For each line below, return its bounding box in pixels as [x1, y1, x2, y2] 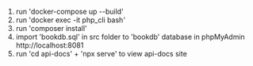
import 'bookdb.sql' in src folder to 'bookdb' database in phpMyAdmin [15, 32, 246, 41]
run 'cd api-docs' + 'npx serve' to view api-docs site [15, 49, 188, 58]
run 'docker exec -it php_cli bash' [15, 15, 125, 25]
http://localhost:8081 [15, 41, 84, 50]
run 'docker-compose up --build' [15, 7, 125, 16]
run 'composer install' [15, 24, 87, 33]
